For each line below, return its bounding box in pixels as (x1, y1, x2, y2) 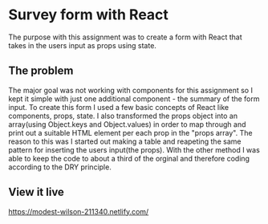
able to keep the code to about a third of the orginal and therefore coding (8, 153, 250, 163)
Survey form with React (8, 6, 169, 24)
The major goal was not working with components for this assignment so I (8, 85, 253, 95)
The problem (8, 64, 74, 78)
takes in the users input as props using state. (8, 40, 156, 50)
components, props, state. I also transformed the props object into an (8, 111, 238, 120)
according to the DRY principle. (8, 162, 112, 172)
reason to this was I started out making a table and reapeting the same (8, 136, 242, 146)
